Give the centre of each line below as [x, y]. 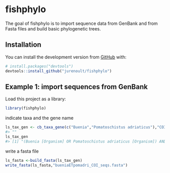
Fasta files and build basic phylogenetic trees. [53, 28]
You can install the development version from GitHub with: [66, 57]
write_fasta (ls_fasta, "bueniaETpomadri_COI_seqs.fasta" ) [67, 165]
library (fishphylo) [26, 108]
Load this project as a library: [36, 99]
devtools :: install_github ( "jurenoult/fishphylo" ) [59, 71]
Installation [23, 45]
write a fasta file [22, 151]
